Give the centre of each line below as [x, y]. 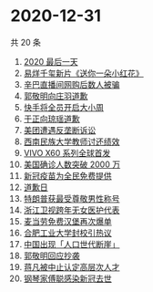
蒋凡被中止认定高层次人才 [71, 266]
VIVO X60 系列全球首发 [67, 152]
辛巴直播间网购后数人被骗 [71, 84]
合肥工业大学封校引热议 [67, 233]
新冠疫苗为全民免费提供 [67, 175]
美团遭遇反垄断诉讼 [60, 130]
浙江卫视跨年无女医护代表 [71, 210]
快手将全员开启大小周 [63, 107]
